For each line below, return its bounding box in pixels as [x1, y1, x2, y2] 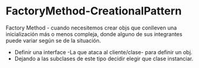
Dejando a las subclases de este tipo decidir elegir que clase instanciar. [14, 55, 194, 62]
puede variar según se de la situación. [5, 37, 101, 44]
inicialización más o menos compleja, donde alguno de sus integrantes [5, 30, 183, 37]
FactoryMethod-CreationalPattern [5, 4, 182, 18]
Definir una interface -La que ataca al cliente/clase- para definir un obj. [14, 48, 192, 55]
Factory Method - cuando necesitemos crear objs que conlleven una [5, 24, 177, 31]
